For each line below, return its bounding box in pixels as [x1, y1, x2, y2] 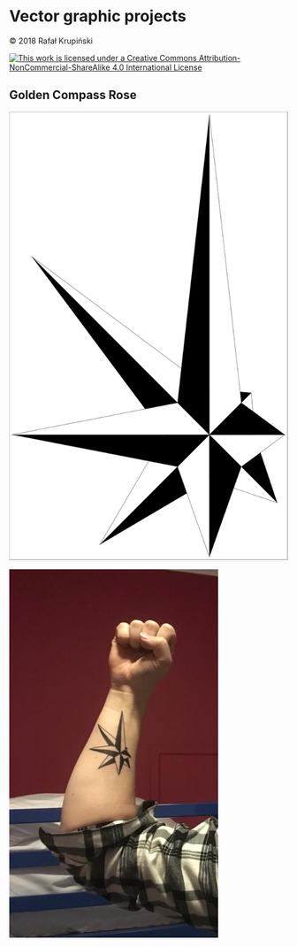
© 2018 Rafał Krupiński [9, 35, 94, 46]
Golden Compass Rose [9, 88, 137, 103]
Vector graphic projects [9, 6, 187, 27]
